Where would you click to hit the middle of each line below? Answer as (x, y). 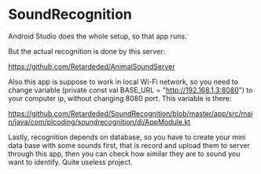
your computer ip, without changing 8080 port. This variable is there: (120, 98)
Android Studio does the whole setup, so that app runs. (97, 36)
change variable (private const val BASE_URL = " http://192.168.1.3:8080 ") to (130, 90)
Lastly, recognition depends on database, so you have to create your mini (127, 137)
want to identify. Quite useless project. (70, 161)
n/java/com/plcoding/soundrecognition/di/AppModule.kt (99, 121)
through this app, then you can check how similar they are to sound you (124, 154)
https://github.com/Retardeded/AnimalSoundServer (92, 66)
